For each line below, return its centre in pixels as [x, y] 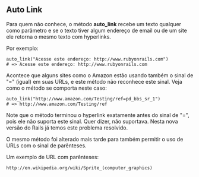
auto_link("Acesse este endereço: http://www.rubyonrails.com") [87, 59]
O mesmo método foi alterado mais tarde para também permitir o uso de [95, 139]
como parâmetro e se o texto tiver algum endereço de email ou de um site [97, 30]
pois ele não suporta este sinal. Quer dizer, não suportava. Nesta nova [92, 121]
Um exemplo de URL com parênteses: [53, 157]
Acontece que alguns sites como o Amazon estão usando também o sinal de [100, 75]
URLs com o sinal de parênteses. [47, 146]
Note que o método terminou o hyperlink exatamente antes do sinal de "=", [98, 115]
